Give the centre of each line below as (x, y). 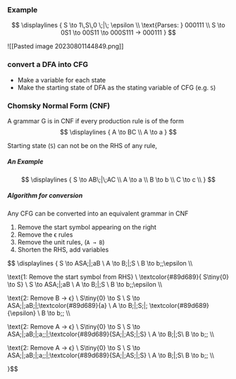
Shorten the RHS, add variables (63, 249)
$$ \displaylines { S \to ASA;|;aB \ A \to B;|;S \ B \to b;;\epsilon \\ (100, 263)
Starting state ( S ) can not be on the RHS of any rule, (82, 145)
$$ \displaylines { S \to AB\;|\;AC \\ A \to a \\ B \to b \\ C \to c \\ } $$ (118, 179)
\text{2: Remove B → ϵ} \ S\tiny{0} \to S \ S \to (74, 298)
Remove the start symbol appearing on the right (87, 227)
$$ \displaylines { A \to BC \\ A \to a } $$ (118, 132)
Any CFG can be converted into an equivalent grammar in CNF (98, 213)
